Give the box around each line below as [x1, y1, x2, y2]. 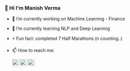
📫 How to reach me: [11, 47, 55, 53]
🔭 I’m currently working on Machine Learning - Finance [11, 16, 126, 22]
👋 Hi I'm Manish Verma [4, 4, 61, 11]
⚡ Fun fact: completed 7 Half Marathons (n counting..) [11, 35, 123, 41]
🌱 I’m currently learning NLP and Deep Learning [11, 25, 110, 31]
